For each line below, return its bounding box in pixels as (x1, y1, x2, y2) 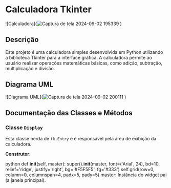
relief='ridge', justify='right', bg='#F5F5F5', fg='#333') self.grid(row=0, (5, 166, 155, 173)
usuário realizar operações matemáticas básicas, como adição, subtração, (5, 60, 163, 66)
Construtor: (5, 151, 31, 157)
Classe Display (5, 124, 43, 131)
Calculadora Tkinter (5, 4, 92, 15)
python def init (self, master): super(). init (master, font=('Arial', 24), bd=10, (5, 161, 160, 167)
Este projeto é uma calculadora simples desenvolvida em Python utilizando (5, 49, 163, 55)
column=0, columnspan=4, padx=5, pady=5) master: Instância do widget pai (5, 172, 167, 178)
